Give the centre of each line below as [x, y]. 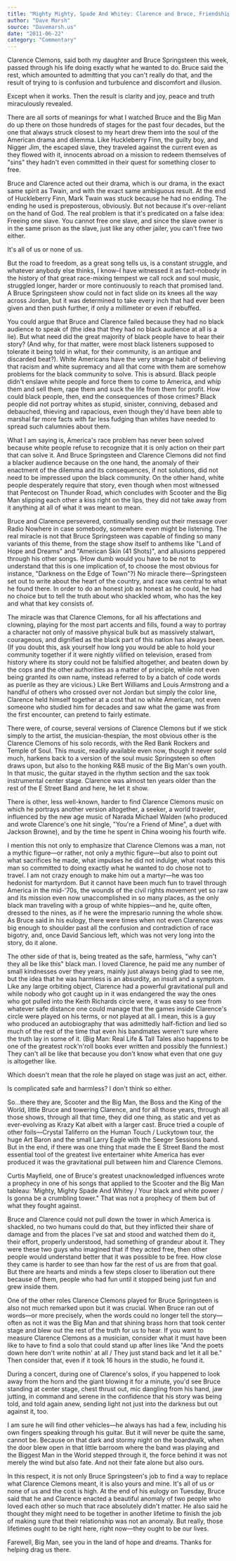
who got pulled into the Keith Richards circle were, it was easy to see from [114, 1001]
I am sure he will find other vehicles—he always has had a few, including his [117, 1425]
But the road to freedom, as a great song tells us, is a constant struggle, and [117, 263]
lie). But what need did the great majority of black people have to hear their [116, 337]
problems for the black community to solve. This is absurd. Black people [112, 374]
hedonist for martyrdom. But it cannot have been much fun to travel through [117, 883]
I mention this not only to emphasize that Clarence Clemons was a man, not [117, 846]
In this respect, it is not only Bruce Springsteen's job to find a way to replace [118, 1476]
